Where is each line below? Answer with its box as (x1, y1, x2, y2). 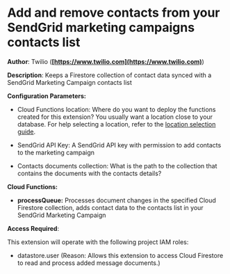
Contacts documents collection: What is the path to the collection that (17, 161, 217, 170)
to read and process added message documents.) (17, 259, 161, 267)
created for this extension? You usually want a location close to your (17, 113, 213, 121)
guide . (17, 127, 36, 136)
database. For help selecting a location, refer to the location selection (17, 120, 216, 128)
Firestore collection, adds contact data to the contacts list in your (17, 203, 204, 211)
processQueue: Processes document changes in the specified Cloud (17, 196, 217, 204)
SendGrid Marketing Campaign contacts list (7, 78, 132, 86)
